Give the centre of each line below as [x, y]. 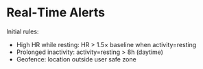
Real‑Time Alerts [56, 13]
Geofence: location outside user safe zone [76, 59]
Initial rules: [23, 31]
